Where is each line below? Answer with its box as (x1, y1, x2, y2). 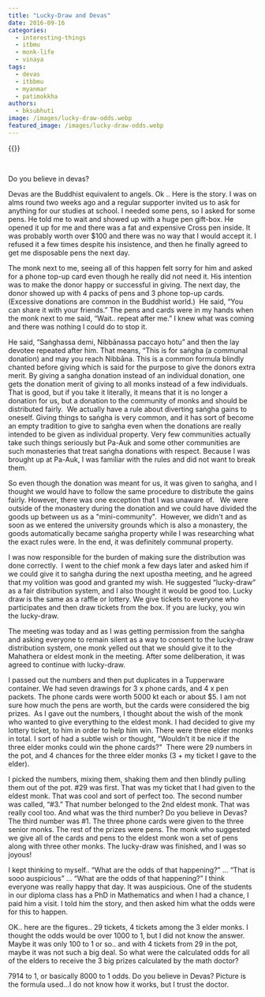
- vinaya (15, 56, 44, 64)
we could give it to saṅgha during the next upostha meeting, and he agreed (8, 569, 252, 579)
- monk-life (15, 48, 55, 56)
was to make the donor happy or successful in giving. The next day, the (8, 279, 241, 289)
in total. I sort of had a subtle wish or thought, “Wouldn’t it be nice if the (8, 733, 241, 743)
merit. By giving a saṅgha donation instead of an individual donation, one (8, 370, 245, 380)
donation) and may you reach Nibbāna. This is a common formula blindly (8, 354, 244, 363)
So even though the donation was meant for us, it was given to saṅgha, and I (8, 478, 257, 488)
